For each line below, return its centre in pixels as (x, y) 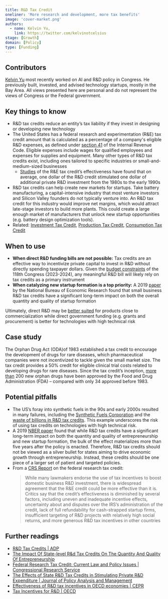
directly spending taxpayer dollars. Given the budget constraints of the (86, 269)
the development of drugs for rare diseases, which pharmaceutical (74, 354)
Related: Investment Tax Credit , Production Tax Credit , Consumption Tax (87, 225)
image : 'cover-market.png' (33, 19)
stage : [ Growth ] (22, 38)
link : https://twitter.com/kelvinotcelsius (60, 33)
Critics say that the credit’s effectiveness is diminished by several (93, 493)
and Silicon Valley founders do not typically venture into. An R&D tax (83, 198)
